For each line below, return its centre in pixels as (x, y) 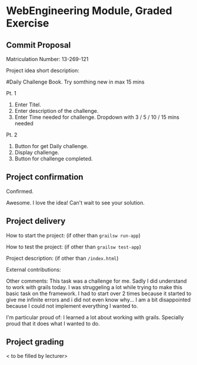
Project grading (35, 342)
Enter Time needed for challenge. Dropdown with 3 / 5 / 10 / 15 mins (97, 117)
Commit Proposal (39, 45)
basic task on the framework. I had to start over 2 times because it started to (99, 293)
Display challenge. (37, 152)
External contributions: (34, 269)
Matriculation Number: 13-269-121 (47, 59)
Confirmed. (20, 191)
